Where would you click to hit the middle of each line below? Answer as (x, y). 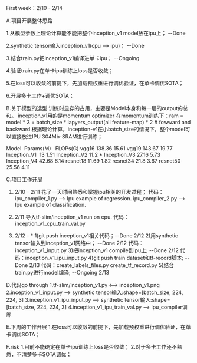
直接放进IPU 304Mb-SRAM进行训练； (57, 136)
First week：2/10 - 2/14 (35, 8)
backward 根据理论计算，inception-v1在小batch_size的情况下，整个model (96, 129)
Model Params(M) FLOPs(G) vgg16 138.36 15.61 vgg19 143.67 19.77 (89, 148)
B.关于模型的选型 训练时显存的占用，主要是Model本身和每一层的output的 (94, 108)
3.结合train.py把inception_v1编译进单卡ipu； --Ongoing (73, 58)
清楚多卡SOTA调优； (47, 354)
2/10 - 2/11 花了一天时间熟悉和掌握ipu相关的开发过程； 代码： (89, 192)
